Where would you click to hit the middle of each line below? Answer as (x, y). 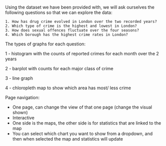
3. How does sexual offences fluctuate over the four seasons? (72, 30)
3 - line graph (19, 78)
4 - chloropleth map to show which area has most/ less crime (68, 88)
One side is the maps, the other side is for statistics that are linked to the (86, 123)
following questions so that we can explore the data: (59, 12)
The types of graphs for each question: (45, 44)
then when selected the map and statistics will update (68, 139)
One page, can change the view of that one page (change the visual (82, 107)
